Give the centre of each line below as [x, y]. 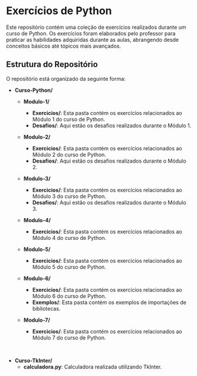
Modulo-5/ [37, 249]
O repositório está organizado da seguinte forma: [66, 78]
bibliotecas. [46, 308]
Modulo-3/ [37, 179]
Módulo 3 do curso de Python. [69, 196]
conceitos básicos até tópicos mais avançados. [64, 46]
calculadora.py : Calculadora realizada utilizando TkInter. [93, 367]
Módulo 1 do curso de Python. [69, 119]
